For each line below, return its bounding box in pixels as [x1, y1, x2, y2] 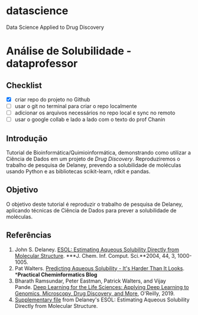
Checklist [6, 80, 43, 90]
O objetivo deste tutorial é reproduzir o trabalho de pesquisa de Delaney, [6, 201, 183, 208]
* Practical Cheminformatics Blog [14, 271, 98, 278]
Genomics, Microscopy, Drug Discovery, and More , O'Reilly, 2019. [14, 290, 176, 297]
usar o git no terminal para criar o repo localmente [14, 103, 137, 110]
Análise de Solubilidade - [6, 44, 132, 58]
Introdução [6, 133, 48, 143]
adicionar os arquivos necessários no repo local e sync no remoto [14, 109, 176, 116]
